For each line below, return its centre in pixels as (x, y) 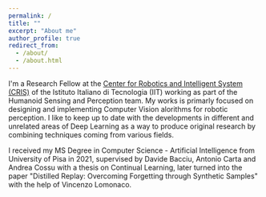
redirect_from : (34, 46)
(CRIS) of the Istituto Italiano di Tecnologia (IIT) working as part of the (123, 92)
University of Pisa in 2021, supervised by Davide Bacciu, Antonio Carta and (132, 158)
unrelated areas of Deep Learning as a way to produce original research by (132, 126)
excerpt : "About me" (43, 31)
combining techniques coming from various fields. (91, 134)
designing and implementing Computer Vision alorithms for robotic (118, 109)
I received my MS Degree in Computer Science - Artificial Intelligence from (131, 150)
